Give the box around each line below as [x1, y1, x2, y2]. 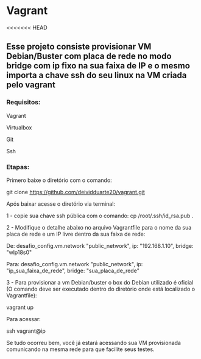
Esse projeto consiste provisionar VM [6, 42, 152, 52]
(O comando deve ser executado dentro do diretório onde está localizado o [6, 285, 196, 292]
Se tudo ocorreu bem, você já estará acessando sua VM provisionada [6, 339, 182, 346]
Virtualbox [6, 123, 32, 131]
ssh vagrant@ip [6, 327, 46, 335]
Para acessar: [6, 315, 41, 322]
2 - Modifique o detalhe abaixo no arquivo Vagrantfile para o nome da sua [6, 223, 192, 231]
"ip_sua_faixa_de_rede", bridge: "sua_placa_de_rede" [6, 267, 140, 274]
